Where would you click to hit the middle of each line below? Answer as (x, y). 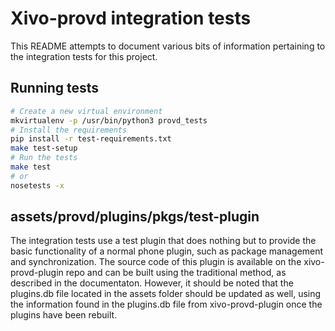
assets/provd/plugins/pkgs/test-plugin (135, 217)
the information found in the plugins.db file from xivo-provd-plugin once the (166, 304)
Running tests (55, 88)
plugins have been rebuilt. (64, 315)
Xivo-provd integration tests (131, 18)
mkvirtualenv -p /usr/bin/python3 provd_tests (109, 120)
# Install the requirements (69, 130)
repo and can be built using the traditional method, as (176, 273)
